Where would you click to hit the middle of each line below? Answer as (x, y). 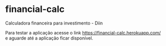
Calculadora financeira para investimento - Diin (54, 23)
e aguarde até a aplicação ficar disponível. (49, 38)
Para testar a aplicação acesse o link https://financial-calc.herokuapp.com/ (83, 32)
